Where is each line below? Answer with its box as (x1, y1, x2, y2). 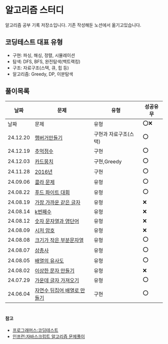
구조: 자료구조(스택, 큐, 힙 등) (12, 64, 69, 70)
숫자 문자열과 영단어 (34, 218, 79, 225)
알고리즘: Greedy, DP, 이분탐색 (12, 71, 73, 77)
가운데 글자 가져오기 (34, 277, 79, 284)
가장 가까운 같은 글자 (34, 199, 81, 206)
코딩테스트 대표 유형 (5, 38, 63, 46)
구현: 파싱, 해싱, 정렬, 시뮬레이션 (12, 52, 75, 58)
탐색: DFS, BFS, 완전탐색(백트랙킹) (12, 58, 81, 64)
